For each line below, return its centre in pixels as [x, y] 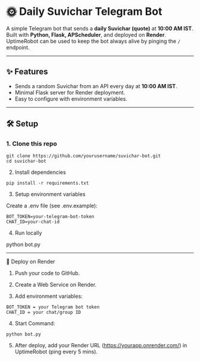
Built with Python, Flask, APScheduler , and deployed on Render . [86, 35]
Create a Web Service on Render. [56, 285]
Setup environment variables [50, 194]
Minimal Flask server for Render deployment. [70, 92]
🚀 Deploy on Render [31, 262]
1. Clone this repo [32, 144]
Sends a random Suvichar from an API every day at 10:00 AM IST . [96, 86]
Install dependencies [40, 172]
